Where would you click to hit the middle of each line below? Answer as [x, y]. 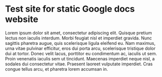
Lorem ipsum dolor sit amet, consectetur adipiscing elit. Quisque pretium [79, 33]
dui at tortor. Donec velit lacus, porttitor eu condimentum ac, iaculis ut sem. [81, 53]
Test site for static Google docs [70, 9]
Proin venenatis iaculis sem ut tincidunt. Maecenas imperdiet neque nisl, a [80, 58]
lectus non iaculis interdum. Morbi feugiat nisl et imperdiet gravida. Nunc [79, 38]
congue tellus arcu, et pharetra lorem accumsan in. [56, 69]
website [22, 19]
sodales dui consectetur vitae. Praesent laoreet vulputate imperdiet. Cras [79, 64]
